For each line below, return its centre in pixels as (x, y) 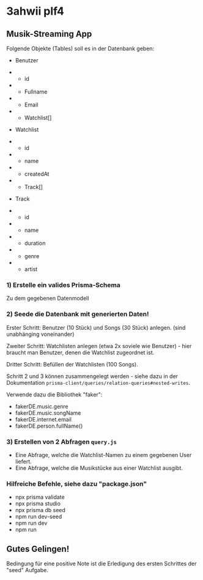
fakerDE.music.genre (42, 406)
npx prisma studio (38, 504)
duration (35, 243)
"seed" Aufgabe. (28, 570)
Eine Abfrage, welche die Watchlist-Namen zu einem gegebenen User (103, 455)
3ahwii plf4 (35, 11)
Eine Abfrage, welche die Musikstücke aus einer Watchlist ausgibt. (99, 468)
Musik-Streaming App (49, 34)
